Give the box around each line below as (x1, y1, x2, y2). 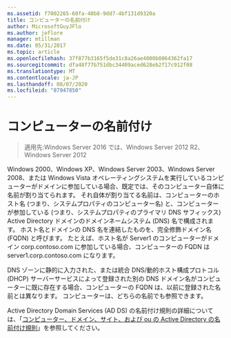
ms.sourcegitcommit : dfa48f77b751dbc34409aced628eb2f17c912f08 (7, 61, 193, 68)
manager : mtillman (7, 36, 60, 43)
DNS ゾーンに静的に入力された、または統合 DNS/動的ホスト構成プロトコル (7, 266, 219, 275)
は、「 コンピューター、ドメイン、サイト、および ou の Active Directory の (7, 315, 215, 324)
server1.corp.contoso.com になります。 (7, 251, 119, 259)
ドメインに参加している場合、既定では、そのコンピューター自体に (37, 182, 225, 190)
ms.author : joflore (7, 29, 63, 37)
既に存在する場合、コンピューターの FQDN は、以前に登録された (30, 284, 215, 292)
